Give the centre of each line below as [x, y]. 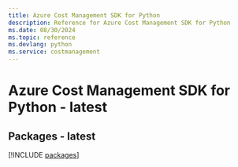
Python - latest [58, 107]
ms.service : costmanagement [54, 52]
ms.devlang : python [40, 45]
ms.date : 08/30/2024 [42, 30]
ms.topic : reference [42, 37]
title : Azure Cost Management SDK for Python [84, 15]
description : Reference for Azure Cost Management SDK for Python [119, 23]
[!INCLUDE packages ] [44, 155]
